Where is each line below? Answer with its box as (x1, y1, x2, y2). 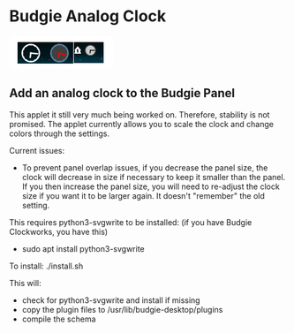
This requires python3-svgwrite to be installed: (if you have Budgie (9, 216, 253, 227)
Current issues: (9, 145, 65, 155)
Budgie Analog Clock (9, 6, 167, 26)
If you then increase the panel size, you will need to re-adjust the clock (21, 181, 280, 192)
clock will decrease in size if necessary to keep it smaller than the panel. (21, 171, 286, 182)
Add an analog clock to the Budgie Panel (9, 86, 236, 101)
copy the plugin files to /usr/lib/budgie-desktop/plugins (21, 304, 223, 314)
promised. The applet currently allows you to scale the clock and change (9, 118, 274, 129)
